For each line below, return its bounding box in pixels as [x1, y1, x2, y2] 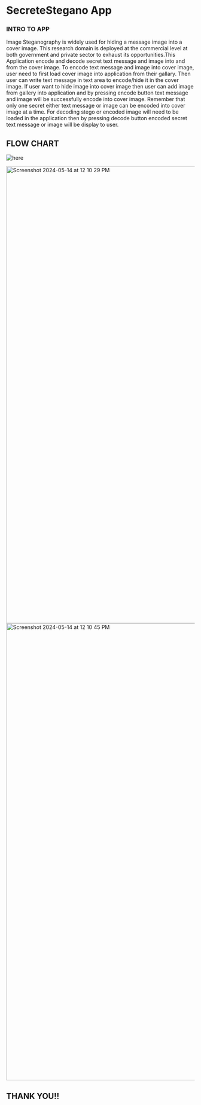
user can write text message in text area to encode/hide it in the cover [6, 77, 179, 84]
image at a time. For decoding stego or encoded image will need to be [6, 108, 179, 115]
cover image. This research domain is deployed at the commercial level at [6, 45, 188, 52]
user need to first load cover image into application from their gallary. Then [6, 70, 191, 78]
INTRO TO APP [6, 25, 50, 33]
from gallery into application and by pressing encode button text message [6, 89, 188, 96]
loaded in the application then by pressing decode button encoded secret [6, 115, 187, 122]
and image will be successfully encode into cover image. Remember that [6, 96, 185, 103]
